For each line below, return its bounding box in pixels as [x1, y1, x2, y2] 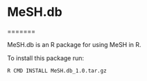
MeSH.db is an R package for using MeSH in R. [7, 40, 141, 48]
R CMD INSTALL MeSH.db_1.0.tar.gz [7, 67, 107, 74]
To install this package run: [7, 53, 85, 62]
